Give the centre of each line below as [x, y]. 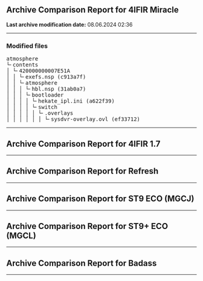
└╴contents [22, 65]
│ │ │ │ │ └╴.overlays [40, 113]
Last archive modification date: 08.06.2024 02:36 [69, 24]
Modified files [27, 46]
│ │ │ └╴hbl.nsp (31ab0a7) [46, 89]
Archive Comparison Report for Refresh [82, 171]
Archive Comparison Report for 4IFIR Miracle [93, 10]
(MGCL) [21, 235]
